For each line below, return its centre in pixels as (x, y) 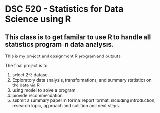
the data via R (26, 85)
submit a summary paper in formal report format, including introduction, (84, 100)
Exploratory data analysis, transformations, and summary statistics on (82, 80)
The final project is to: (27, 65)
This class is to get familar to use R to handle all (78, 37)
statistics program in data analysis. (59, 44)
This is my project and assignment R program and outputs (63, 56)
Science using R (38, 19)
